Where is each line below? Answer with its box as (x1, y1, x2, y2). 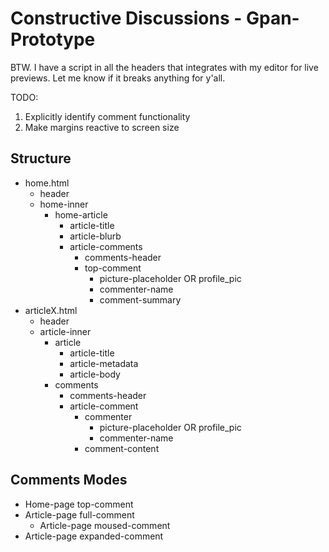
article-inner (39, 325, 92, 337)
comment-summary (99, 293, 182, 306)
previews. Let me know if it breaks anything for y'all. (10, 72, 226, 84)
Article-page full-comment (24, 508, 135, 521)
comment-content (84, 442, 160, 454)
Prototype (10, 28, 96, 51)
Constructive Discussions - (10, 7, 243, 30)
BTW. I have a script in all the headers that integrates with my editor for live (10, 61, 319, 73)
